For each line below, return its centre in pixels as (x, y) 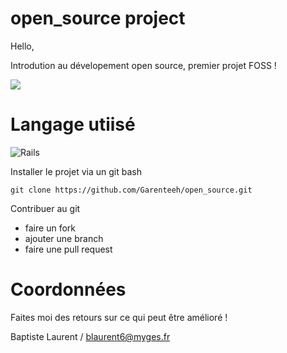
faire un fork (50, 228)
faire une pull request (68, 249)
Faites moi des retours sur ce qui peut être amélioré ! (119, 317)
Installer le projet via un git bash (76, 171)
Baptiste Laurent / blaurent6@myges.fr (90, 336)
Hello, (22, 46)
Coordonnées (68, 289)
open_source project (98, 18)
